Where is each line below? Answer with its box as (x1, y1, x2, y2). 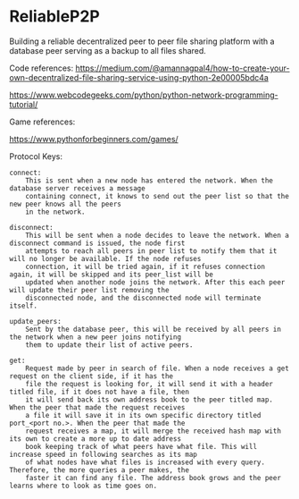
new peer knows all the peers (9, 199, 122, 208)
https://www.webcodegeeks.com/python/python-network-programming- (9, 89, 278, 100)
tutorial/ (9, 98, 38, 109)
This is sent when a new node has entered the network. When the (25, 176, 274, 185)
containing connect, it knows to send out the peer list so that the (25, 191, 290, 200)
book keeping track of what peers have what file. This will (25, 442, 257, 451)
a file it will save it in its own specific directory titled (25, 410, 262, 419)
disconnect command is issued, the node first (9, 239, 186, 248)
